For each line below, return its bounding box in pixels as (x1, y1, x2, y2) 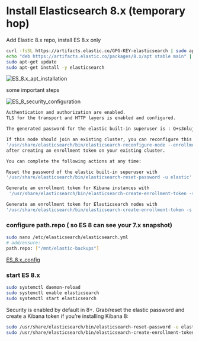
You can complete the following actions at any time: (6, 158, 142, 164)
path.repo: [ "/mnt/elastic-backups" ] (6, 245, 99, 251)
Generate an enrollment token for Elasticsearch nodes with (6, 202, 158, 208)
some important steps (6, 87, 60, 94)
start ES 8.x (6, 271, 40, 279)
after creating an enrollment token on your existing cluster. (6, 147, 166, 154)
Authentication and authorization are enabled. (6, 110, 126, 116)
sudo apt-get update (6, 59, 57, 65)
